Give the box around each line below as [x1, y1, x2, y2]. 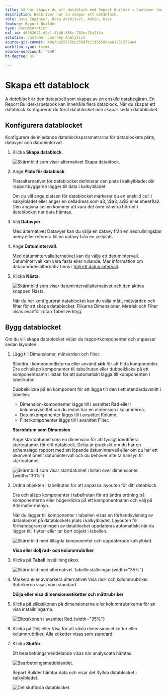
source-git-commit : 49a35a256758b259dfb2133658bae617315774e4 [5, 40, 137, 45]
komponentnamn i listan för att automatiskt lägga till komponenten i [12, 371, 150, 377]
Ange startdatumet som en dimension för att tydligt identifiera [12, 436, 139, 442]
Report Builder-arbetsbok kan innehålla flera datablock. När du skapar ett [5, 101, 156, 107]
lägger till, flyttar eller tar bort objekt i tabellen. [12, 528, 108, 534]
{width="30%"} [12, 472, 45, 479]
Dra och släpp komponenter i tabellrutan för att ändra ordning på [12, 492, 145, 498]
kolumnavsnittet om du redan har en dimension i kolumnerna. [19, 406, 145, 412]
